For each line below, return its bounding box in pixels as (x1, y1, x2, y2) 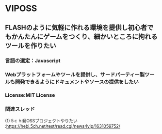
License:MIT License (5, 92, 55, 99)
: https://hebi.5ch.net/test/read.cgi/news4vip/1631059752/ (5, 123, 120, 129)
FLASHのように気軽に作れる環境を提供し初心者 (5, 23, 147, 31)
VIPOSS (5, 3, 37, 14)
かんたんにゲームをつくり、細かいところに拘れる (11, 32, 158, 41)
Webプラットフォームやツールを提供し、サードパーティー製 (5, 71, 145, 78)
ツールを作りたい (5, 42, 56, 50)
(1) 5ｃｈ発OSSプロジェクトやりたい (5, 118, 78, 123)
